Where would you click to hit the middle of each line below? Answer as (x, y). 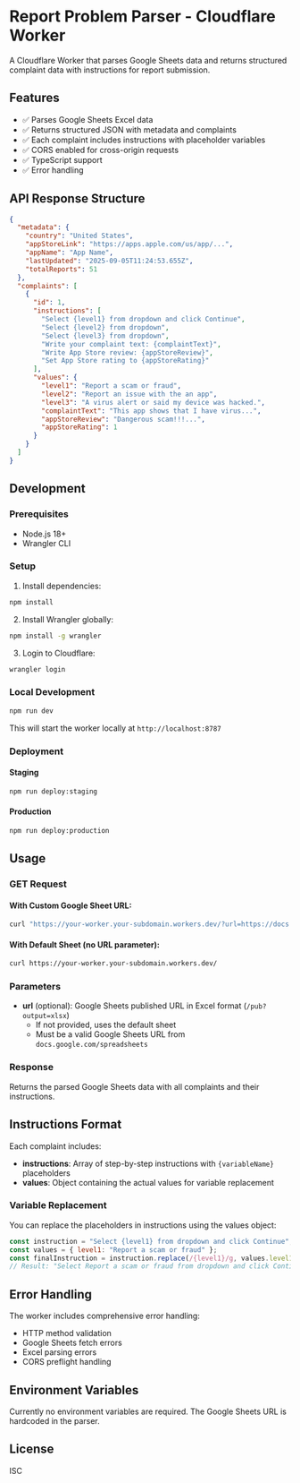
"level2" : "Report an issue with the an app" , (129, 394)
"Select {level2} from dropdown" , (105, 327)
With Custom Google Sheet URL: (71, 905)
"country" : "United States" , (79, 236)
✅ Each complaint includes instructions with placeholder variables (144, 140)
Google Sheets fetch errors (72, 1343)
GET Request (38, 884)
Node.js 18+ (44, 534)
